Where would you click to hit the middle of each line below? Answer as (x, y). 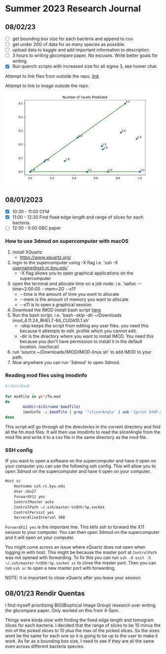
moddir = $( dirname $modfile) (52, 407)
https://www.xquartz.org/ (45, 257)
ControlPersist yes (34, 513)
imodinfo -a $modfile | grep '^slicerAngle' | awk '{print (85, 412)
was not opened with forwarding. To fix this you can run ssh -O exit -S (78, 558)
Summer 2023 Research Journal (73, 9)
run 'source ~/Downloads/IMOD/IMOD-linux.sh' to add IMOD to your (82, 352)
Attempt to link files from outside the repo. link (52, 76)
